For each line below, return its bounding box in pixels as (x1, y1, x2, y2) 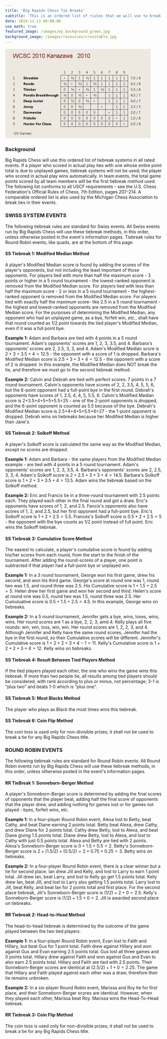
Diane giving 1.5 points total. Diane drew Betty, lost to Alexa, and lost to (5, 833, 151, 839)
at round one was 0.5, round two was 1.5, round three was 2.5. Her (5, 593, 141, 599)
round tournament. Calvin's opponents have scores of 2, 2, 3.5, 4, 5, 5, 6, (5, 381, 155, 387)
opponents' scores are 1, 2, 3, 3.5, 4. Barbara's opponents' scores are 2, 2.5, (5, 467, 162, 473)
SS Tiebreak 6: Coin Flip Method (5, 718, 73, 724)
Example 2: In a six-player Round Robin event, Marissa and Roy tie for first (5, 985, 158, 991)
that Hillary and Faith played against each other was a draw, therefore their (5, 970, 158, 976)
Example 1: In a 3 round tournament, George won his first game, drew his (5, 572, 155, 578)
